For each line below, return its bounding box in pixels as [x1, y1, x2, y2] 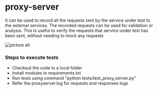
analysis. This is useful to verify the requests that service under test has [5, 27, 148, 33]
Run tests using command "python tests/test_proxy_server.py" [12, 75, 136, 81]
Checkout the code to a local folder [12, 65, 83, 71]
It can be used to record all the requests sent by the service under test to [5, 17, 151, 23]
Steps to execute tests [5, 54, 59, 61]
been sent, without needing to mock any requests [5, 33, 104, 39]
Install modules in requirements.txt [12, 70, 81, 76]
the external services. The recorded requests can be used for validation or [5, 22, 153, 28]
